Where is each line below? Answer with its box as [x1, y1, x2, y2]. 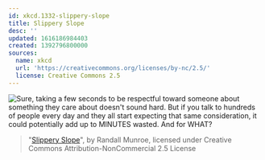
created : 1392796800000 [8, 42, 89, 50]
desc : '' [8, 27, 38, 35]
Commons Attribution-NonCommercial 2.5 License [27, 143, 197, 153]
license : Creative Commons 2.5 [15, 72, 121, 80]
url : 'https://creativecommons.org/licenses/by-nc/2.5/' [15, 64, 211, 72]
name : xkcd [15, 57, 52, 65]
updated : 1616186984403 [8, 34, 89, 43]
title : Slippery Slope [8, 19, 85, 27]
